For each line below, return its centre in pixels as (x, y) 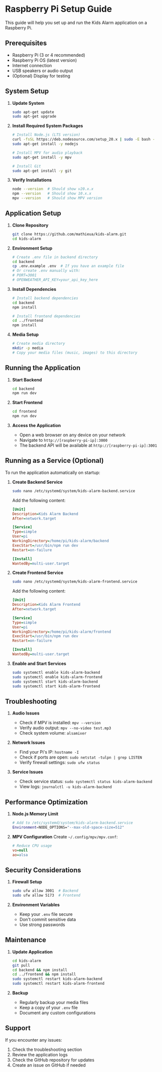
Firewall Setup (27, 882)
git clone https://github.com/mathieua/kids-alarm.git (69, 234)
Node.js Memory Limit (35, 814)
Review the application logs (40, 1054)
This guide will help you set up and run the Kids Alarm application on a (76, 23)
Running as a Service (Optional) (55, 461)
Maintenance (26, 940)
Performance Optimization (46, 802)
